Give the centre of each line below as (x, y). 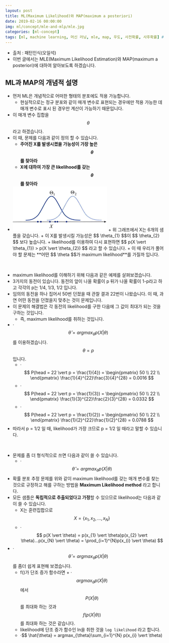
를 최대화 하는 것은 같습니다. (48, 623)
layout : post (19, 11)
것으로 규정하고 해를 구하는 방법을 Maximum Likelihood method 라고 (81, 485)
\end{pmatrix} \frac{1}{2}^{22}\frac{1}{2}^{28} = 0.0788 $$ (92, 420)
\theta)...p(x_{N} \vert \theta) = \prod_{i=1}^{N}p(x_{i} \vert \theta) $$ (92, 540)
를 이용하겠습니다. (30, 342)
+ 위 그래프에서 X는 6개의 (133, 230)
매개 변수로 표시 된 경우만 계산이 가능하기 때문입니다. (72, 108)
